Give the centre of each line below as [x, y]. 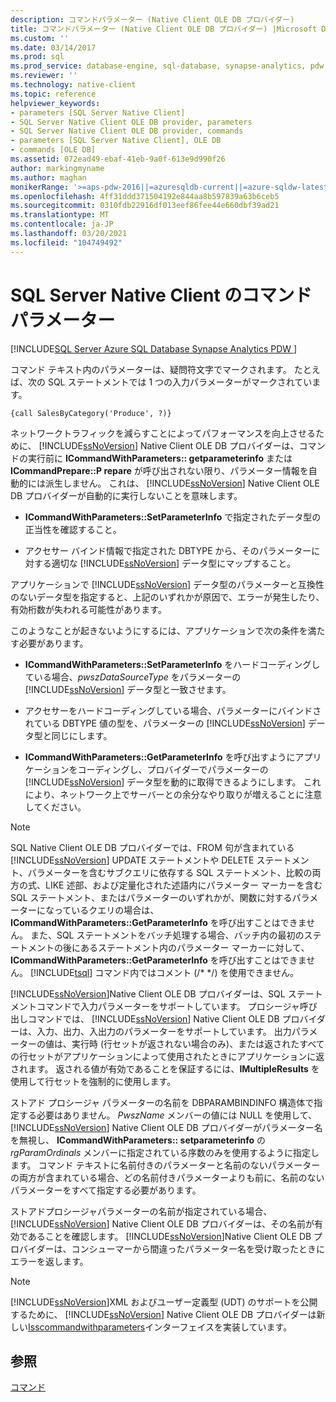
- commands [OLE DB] [53, 150]
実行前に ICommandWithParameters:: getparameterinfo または [160, 458]
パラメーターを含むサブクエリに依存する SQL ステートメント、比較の [170, 872]
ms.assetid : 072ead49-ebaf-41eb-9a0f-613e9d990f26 [118, 159]
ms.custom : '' [40, 38]
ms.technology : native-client [73, 85]
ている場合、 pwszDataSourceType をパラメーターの [133, 677]
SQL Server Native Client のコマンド [161, 295]
